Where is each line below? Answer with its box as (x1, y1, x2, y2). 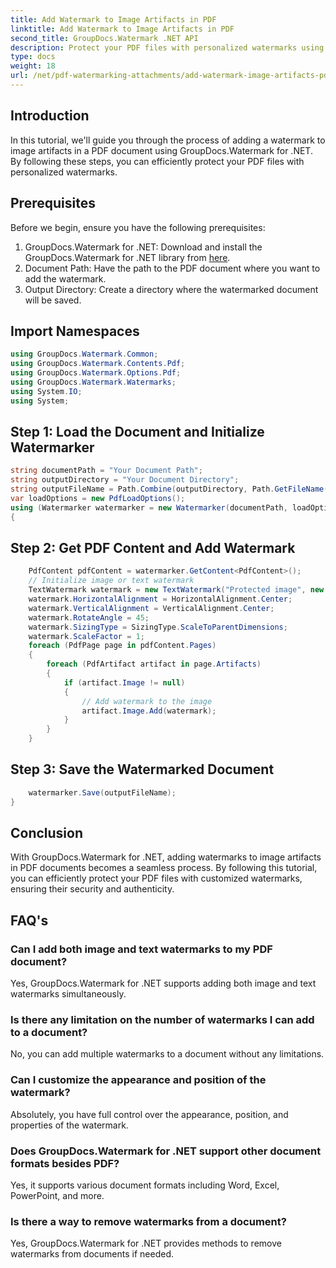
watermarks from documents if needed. (10, 1248, 175, 1260)
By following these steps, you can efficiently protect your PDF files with (10, 155, 305, 167)
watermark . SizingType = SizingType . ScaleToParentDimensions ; (28, 622, 288, 632)
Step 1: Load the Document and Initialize (10, 423, 265, 440)
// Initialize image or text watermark (28, 576, 195, 586)
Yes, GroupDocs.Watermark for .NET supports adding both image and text (10, 977, 317, 990)
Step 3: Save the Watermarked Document (10, 761, 275, 778)
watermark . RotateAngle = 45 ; (28, 612, 150, 623)
